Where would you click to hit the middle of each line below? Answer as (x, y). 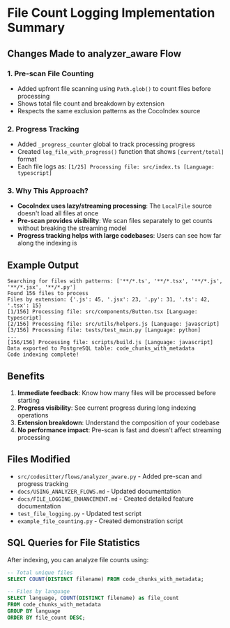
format (27, 159)
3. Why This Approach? (48, 191)
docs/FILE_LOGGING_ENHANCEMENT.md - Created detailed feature (105, 499)
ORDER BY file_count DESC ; (46, 618)
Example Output (43, 265)
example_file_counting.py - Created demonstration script (100, 521)
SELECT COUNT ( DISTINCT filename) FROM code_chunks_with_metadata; (106, 579)
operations (33, 415)
